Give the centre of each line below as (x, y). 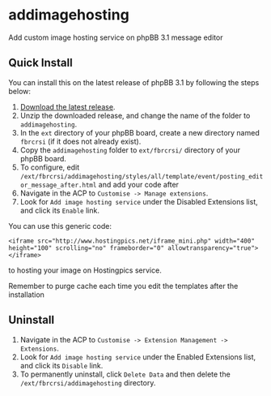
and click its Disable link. (61, 365)
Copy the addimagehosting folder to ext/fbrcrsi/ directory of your (130, 150)
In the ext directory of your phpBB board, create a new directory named (140, 132)
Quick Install (40, 63)
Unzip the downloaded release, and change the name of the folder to (135, 115)
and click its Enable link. (59, 210)
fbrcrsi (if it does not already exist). (80, 141)
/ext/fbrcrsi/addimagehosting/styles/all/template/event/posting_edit (142, 176)
